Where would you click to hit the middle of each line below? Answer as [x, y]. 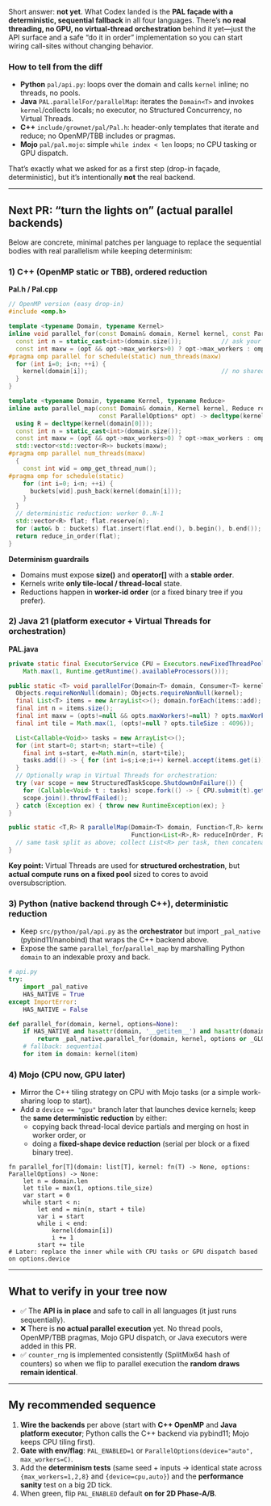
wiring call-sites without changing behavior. [81, 46]
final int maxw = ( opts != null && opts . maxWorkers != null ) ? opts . [128, 716]
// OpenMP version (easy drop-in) [67, 304]
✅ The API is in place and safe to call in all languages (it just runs [128, 1311]
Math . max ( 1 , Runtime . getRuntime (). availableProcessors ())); [126, 671]
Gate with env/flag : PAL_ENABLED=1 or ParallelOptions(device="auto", [137, 1450]
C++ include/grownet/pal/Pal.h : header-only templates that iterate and [140, 128]
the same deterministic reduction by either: [94, 1118]
